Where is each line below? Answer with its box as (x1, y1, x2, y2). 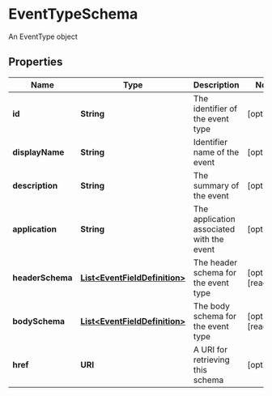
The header (193, 257, 238, 268)
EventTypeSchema (8, 5, 138, 23)
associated (193, 224, 236, 235)
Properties (8, 55, 63, 69)
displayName (12, 147, 65, 158)
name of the (193, 147, 240, 158)
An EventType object (8, 32, 79, 41)
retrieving (193, 354, 231, 365)
